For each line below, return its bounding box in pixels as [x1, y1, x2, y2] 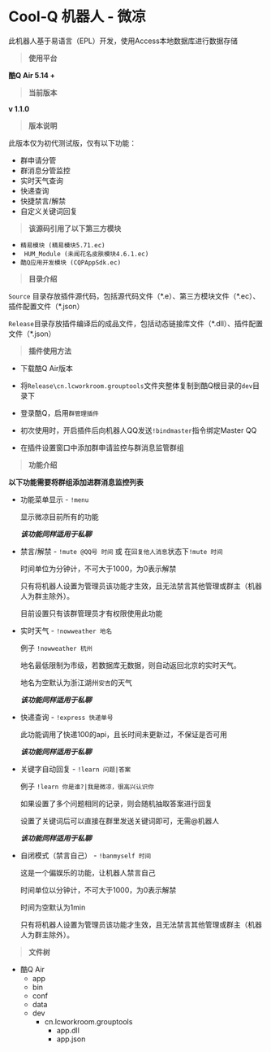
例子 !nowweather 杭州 [19, 643, 93, 653]
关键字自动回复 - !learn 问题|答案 [19, 764, 131, 774]
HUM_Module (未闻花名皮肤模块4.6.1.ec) [24, 250, 149, 258]
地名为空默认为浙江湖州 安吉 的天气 [19, 677, 132, 688]
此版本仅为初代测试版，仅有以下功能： [8, 138, 136, 147]
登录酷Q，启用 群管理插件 [19, 408, 99, 417]
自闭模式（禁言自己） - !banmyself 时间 [19, 850, 152, 860]
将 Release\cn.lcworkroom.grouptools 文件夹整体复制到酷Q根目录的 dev [19, 380, 253, 391]
